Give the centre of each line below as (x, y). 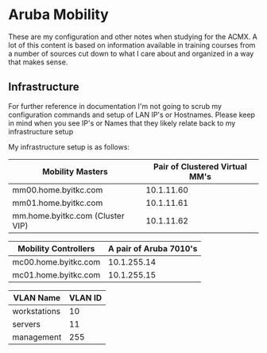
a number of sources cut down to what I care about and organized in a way (131, 53)
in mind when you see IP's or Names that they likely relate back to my (122, 123)
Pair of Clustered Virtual (201, 166)
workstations (37, 311)
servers (27, 324)
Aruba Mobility (58, 15)
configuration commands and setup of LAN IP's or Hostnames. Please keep (132, 114)
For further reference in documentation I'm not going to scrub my (115, 106)
